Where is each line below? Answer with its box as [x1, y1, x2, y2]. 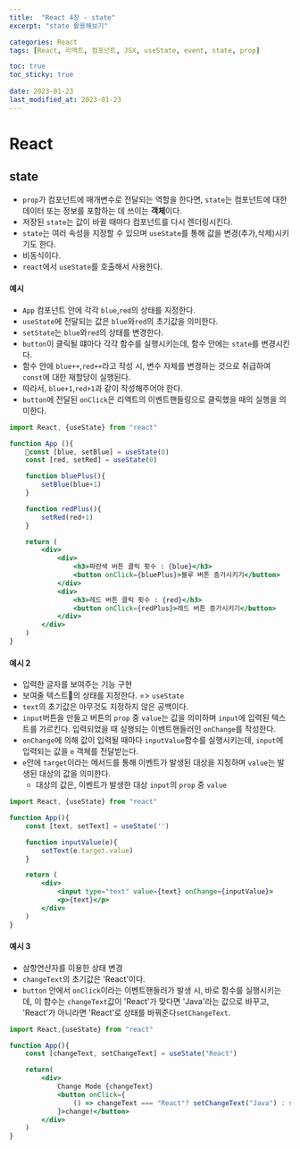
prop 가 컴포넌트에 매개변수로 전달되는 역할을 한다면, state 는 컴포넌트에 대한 [21, 194, 287, 205]
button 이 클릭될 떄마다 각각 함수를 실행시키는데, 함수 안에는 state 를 [21, 338, 260, 348]
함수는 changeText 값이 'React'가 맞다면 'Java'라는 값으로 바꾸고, [43, 995, 270, 1006]
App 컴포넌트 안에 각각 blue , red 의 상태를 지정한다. [21, 305, 196, 315]
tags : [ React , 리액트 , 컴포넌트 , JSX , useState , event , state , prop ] [9, 46, 261, 55]
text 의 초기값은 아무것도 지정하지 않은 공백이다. [21, 701, 189, 712]
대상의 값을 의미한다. [38, 768, 112, 779]
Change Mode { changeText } [56, 1082, 154, 1091]
